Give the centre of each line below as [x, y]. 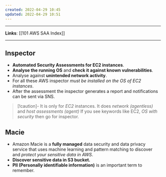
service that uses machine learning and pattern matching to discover [82, 149]
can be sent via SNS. [34, 96]
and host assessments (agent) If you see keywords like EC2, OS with [87, 111]
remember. [23, 171]
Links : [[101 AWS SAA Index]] [35, 33]
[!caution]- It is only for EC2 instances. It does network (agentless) [85, 106]
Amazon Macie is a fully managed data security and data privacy [79, 144]
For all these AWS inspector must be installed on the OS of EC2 [77, 81]
